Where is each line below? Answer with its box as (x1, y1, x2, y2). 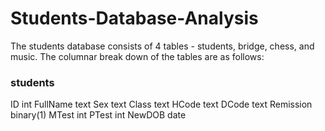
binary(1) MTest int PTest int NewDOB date (10, 109, 187, 121)
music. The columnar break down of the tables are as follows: (10, 50, 265, 62)
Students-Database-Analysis (10, 7, 259, 30)
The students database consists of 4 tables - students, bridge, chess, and (10, 40, 315, 52)
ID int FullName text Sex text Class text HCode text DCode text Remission (10, 98, 313, 111)
